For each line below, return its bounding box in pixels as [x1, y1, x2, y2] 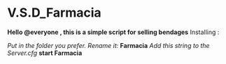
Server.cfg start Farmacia [7, 49, 83, 57]
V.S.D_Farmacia [7, 5, 101, 21]
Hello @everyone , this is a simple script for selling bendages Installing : [7, 28, 220, 36]
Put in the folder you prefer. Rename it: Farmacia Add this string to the [7, 41, 210, 49]
